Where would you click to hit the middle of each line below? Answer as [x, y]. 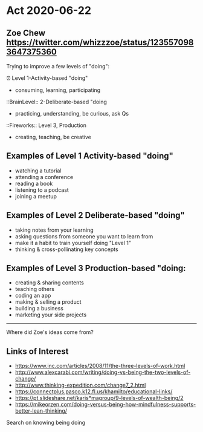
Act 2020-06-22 [49, 11]
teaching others [34, 289]
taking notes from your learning [54, 230]
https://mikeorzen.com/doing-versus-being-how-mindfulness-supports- [105, 404]
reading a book [34, 183]
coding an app [33, 296]
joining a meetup [36, 196]
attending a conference [44, 177]
